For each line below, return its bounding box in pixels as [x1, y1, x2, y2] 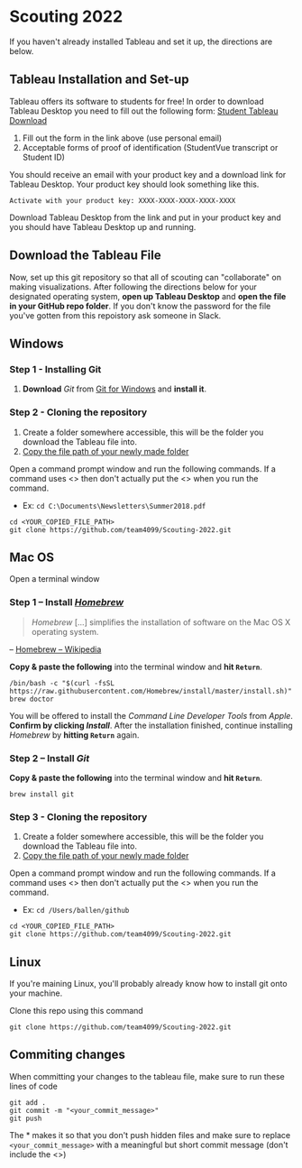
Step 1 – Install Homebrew [9, 596, 124, 609]
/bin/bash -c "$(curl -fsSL [9, 678, 115, 687]
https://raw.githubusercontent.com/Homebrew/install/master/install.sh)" [9, 686, 293, 695]
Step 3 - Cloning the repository [9, 810, 148, 823]
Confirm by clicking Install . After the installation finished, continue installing [9, 720, 293, 731]
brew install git [9, 789, 75, 799]
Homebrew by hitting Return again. [9, 729, 140, 740]
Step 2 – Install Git [9, 751, 90, 764]
